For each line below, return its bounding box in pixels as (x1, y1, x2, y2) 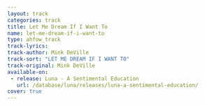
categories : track (7, 17, 61, 24)
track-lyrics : (7, 43, 49, 50)
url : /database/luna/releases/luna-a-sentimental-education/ (16, 82, 199, 89)
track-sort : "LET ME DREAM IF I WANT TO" (7, 56, 130, 63)
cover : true (7, 88, 42, 95)
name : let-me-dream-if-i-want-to (7, 29, 105, 37)
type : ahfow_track (7, 36, 61, 43)
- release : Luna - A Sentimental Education (10, 75, 139, 82)
